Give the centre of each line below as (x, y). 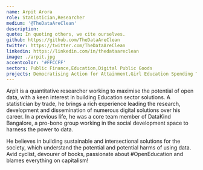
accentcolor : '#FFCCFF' (36, 62)
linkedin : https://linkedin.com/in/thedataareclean (72, 51)
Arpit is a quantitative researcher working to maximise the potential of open (100, 91)
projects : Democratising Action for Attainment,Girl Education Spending (100, 74)
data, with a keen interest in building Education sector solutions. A (89, 97)
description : (23, 29)
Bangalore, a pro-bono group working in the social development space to (97, 123)
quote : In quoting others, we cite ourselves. (66, 34)
